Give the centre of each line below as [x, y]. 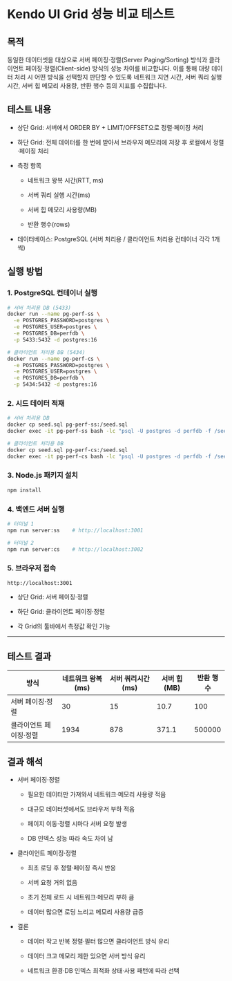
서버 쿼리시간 [130, 678]
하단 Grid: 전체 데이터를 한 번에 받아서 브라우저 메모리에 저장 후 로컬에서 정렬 [120, 142]
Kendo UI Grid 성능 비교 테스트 [91, 14]
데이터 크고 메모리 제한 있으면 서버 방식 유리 [86, 956]
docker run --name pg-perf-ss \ [54, 314]
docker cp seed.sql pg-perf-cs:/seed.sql [68, 450]
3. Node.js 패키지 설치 [42, 476]
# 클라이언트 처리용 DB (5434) [46, 352]
